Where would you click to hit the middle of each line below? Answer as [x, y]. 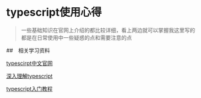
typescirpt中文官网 [29, 63]
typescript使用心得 [54, 12]
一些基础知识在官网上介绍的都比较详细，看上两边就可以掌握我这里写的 [108, 30]
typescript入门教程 [29, 88]
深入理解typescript [29, 76]
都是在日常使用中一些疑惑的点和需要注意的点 [76, 37]
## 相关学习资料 [28, 50]
